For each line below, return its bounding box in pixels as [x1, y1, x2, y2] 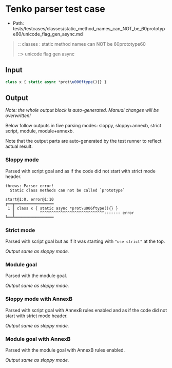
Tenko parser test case [5, 3, 105, 15]
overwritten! [5, 112, 31, 119]
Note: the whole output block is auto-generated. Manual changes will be [5, 107, 159, 113]
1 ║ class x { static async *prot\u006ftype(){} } [7, 206, 118, 211]
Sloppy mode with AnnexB [5, 296, 73, 303]
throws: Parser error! [5, 183, 54, 188]
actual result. [5, 143, 33, 149]
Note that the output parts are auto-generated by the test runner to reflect [5, 138, 162, 144]
